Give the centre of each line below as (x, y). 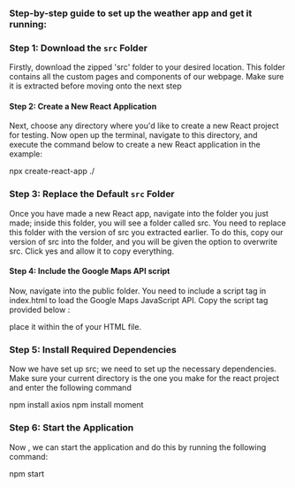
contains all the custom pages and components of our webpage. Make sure (147, 77)
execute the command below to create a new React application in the (135, 145)
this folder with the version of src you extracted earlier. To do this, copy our (146, 232)
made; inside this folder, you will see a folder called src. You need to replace (148, 223)
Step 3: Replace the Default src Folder (92, 194)
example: (26, 154)
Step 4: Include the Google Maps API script (90, 271)
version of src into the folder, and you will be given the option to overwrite (144, 241)
